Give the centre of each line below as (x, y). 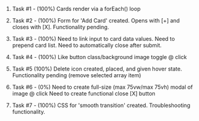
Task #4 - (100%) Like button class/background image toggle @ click (99, 57)
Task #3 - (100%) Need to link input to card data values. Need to (93, 39)
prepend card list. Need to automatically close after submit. (87, 45)
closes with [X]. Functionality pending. (60, 27)
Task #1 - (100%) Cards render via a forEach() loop (76, 9)
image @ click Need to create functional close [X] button (84, 93)
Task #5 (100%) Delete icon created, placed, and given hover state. (97, 69)
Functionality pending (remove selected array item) (77, 75)
